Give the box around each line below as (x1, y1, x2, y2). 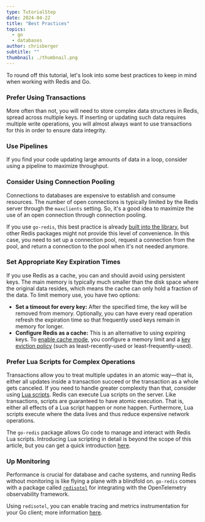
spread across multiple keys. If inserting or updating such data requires (6, 113, 187, 121)
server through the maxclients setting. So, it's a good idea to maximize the (6, 205, 194, 212)
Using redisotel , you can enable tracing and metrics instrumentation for (6, 502, 189, 510)
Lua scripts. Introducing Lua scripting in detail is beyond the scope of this (6, 436, 192, 443)
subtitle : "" (6, 49, 40, 55)
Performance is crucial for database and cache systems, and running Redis (6, 471, 196, 478)
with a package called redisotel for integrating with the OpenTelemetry (6, 484, 187, 491)
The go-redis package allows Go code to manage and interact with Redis (6, 429, 191, 436)
